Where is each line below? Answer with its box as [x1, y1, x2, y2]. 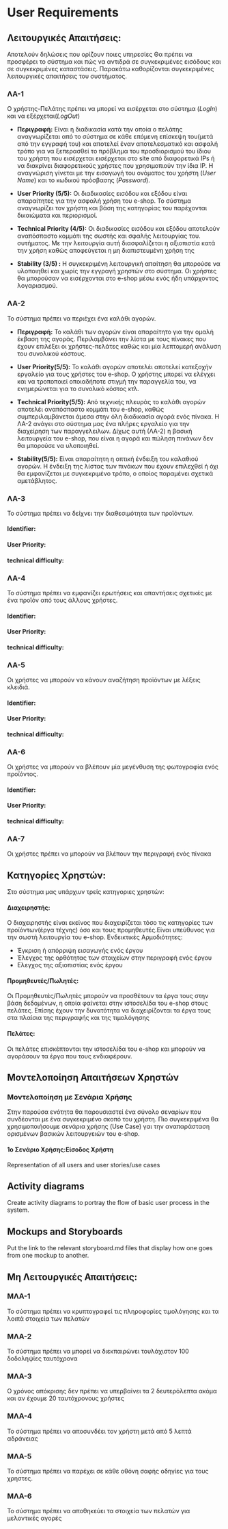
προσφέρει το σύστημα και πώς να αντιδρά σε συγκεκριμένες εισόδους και [7, 58, 221, 66]
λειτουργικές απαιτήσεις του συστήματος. [7, 72, 128, 80]
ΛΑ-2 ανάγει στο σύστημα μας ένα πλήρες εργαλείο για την [16, 419, 190, 427]
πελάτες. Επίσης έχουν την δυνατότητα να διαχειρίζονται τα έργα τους [7, 1006, 212, 1015]
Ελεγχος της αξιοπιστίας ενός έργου [16, 961, 123, 969]
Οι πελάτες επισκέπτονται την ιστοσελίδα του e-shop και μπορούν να [7, 1045, 205, 1053]
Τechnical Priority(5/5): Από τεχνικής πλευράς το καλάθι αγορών [16, 397, 206, 406]
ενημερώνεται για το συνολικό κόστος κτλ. [16, 384, 140, 393]
